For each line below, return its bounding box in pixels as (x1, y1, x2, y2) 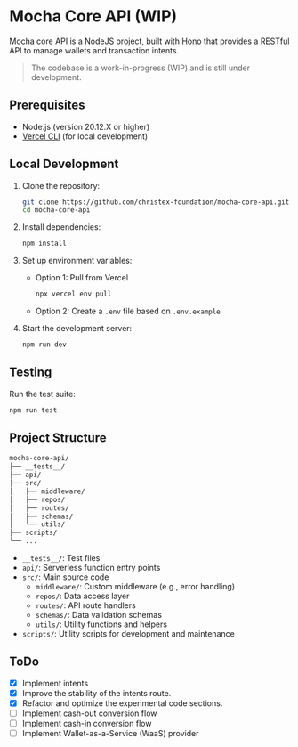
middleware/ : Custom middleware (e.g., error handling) (35, 581, 236, 592)
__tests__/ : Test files (21, 553, 101, 564)
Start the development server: (21, 323, 133, 334)
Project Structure (9, 430, 107, 446)
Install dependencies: (21, 222, 101, 232)
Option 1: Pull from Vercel (35, 272, 129, 283)
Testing (9, 365, 52, 380)
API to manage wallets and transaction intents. (9, 45, 180, 55)
